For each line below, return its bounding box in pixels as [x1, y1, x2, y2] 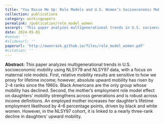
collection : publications [5, 12, 58, 17]
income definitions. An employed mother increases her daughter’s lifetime [5, 98, 154, 103]
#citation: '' [5, 48, 34, 53]
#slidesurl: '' [5, 39, 36, 44]
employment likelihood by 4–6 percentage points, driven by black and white [5, 103, 158, 109]
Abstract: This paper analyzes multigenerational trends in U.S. [5, 62, 131, 67]
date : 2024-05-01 [5, 30, 41, 35]
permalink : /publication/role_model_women [5, 21, 93, 26]
